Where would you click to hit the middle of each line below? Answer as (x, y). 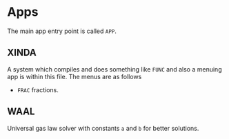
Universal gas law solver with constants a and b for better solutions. (103, 128)
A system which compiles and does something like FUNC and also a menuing (114, 69)
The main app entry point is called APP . (62, 31)
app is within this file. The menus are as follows (74, 76)
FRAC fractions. (38, 89)
